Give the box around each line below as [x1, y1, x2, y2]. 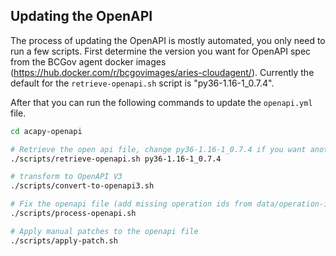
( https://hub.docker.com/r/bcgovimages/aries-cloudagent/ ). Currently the [10, 66, 315, 78]
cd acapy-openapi [10, 126, 83, 136]
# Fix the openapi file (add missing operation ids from [10, 199, 253, 209]
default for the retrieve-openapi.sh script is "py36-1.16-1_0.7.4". [10, 77, 275, 89]
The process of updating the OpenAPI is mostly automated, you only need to [10, 34, 326, 46]
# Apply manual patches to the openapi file [10, 226, 199, 236]
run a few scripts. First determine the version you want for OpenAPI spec [10, 45, 312, 57]
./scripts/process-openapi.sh [10, 209, 137, 219]
